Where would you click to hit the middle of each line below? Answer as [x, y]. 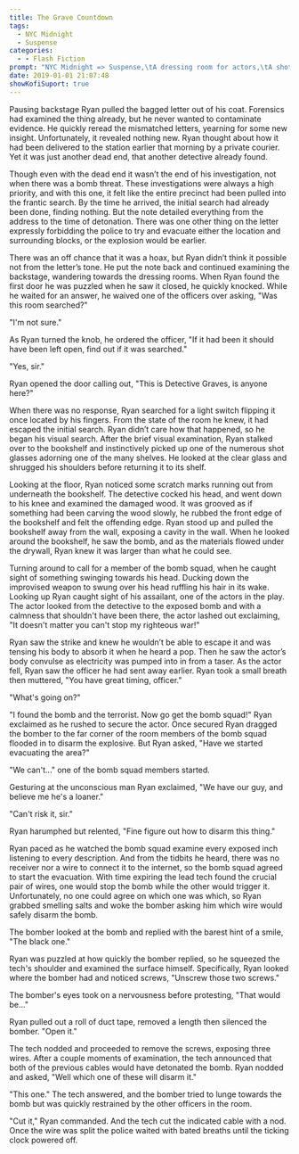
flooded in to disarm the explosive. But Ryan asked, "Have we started [136, 743]
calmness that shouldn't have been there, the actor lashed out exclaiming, [145, 615]
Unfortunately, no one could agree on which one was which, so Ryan [135, 895]
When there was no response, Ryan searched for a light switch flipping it [142, 410]
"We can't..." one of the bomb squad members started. [110, 770]
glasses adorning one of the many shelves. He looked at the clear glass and [148, 457]
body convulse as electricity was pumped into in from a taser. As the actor [145, 661]
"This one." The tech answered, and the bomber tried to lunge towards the [145, 1094]
